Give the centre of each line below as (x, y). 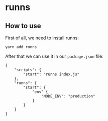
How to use (23, 26)
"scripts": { (28, 70)
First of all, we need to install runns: (42, 38)
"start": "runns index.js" (51, 74)
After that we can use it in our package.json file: (55, 56)
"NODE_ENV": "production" (68, 96)
